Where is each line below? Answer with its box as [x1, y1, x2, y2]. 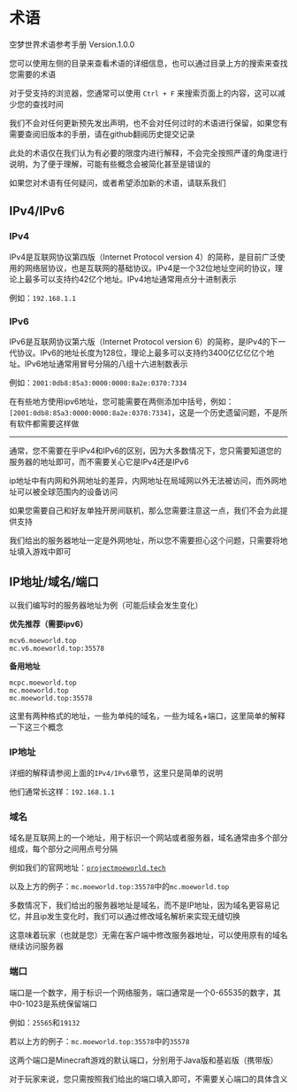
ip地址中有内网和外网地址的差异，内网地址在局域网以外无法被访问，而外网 [9, 475, 279, 485]
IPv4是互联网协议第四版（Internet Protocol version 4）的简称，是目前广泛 [9, 252, 278, 262]
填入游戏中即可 [16, 546, 72, 556]
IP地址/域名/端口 [9, 575, 99, 590]
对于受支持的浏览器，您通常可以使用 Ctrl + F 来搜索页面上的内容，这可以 [9, 88, 278, 98]
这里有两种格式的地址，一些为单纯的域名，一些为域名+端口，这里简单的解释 [9, 710, 286, 721]
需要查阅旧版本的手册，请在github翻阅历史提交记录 [9, 128, 195, 139]
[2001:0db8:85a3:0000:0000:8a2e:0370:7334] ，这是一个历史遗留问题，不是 [9, 407, 280, 417]
